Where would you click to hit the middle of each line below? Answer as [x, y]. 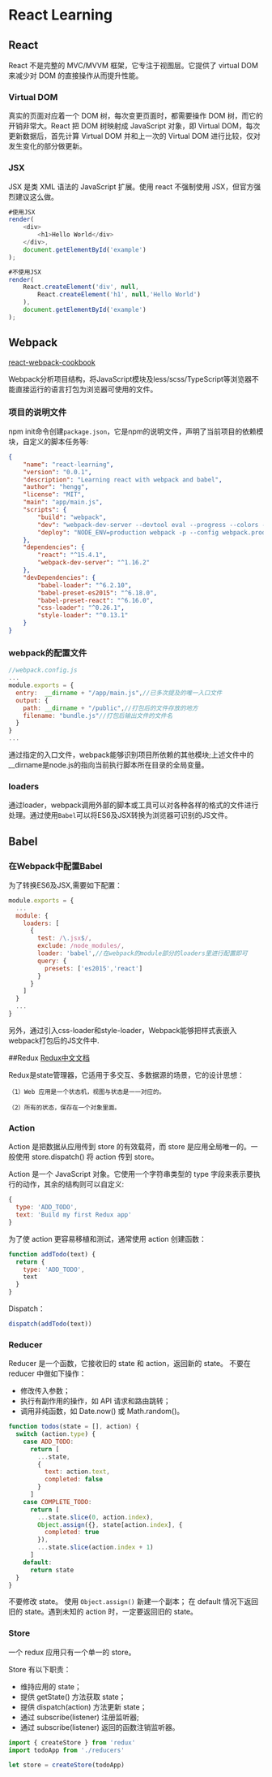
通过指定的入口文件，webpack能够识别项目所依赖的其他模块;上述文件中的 [131, 754]
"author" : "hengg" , [56, 487]
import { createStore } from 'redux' [72, 1742]
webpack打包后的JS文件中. [54, 1040]
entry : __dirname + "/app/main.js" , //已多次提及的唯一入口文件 [119, 693]
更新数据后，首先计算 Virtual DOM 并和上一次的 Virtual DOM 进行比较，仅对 [134, 136]
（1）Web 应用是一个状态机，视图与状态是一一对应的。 [87, 1092]
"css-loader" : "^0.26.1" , [81, 608]
